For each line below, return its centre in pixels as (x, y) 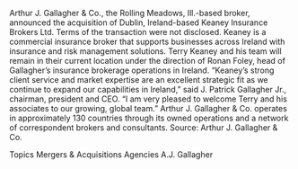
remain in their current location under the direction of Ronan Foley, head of (147, 61)
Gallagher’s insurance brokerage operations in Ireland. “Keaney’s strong (142, 70)
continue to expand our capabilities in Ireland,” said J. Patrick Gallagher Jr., (148, 89)
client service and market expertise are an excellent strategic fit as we (139, 80)
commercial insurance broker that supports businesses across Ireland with (147, 41)
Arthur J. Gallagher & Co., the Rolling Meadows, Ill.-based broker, (130, 13)
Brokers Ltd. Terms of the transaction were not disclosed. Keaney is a (138, 32)
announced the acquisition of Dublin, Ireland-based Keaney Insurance (139, 22)
